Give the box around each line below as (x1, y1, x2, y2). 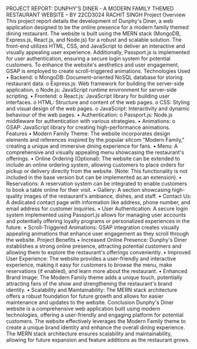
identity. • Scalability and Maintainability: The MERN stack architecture (6, 287, 178, 293)
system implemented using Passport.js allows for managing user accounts (6, 211, 186, 218)
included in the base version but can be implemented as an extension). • (6, 174, 182, 181)
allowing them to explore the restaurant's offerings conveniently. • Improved (6, 249, 191, 255)
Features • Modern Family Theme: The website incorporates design (6, 130, 171, 137)
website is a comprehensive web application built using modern (6, 305, 161, 312)
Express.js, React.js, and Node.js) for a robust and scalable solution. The (6, 36, 182, 43)
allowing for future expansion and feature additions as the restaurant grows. (6, 337, 190, 343)
